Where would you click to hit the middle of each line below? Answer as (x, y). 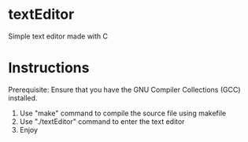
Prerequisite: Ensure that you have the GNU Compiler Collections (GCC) (125, 89)
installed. (23, 98)
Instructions (49, 68)
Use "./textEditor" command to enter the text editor (102, 121)
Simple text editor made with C (58, 36)
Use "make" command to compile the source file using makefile (123, 113)
